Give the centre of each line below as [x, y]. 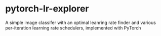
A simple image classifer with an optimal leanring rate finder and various [80, 22]
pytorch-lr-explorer [47, 9]
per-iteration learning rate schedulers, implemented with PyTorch [73, 27]
